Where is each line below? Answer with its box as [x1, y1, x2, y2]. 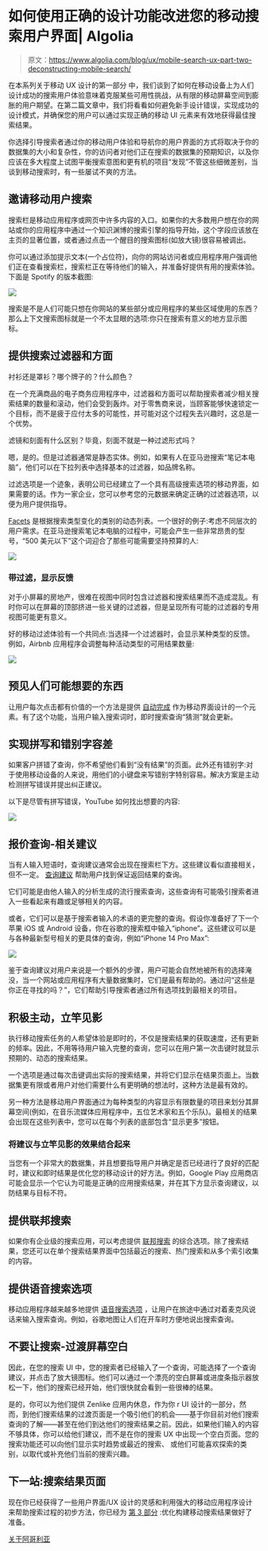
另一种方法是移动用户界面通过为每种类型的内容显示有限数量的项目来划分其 [8, 1097, 252, 1107]
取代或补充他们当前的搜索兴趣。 [29, 1449, 134, 1459]
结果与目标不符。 [14, 1188, 72, 1198]
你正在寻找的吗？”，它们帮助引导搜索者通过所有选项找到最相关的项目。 [8, 985, 242, 995]
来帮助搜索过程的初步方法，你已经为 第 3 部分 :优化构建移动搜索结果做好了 [8, 1507, 253, 1517]
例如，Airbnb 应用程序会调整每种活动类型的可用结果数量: [8, 638, 195, 649]
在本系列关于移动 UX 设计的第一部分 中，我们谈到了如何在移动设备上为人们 [8, 80, 254, 90]
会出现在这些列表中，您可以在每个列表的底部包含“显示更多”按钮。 [8, 1117, 224, 1127]
